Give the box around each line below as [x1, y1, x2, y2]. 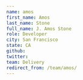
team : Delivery [6, 59, 45, 65]
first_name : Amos [6, 14, 50, 20]
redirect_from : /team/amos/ [6, 64, 78, 71]
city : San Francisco [6, 37, 59, 43]
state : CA [6, 43, 32, 49]
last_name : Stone [6, 20, 50, 26]
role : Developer [6, 31, 47, 37]
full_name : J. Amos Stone [6, 25, 71, 32]
